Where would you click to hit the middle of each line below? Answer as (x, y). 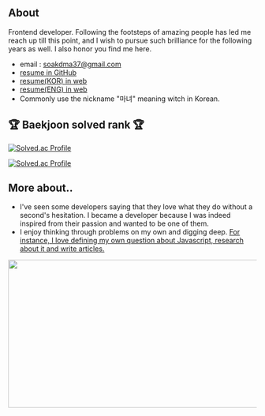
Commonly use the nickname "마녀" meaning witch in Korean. (119, 99)
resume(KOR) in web (53, 81)
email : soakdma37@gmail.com (70, 64)
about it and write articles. (62, 249)
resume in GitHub (48, 72)
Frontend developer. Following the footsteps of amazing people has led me (130, 32)
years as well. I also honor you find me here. (80, 49)
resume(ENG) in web (54, 89)
